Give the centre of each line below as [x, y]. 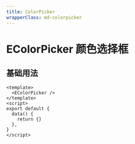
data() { [23, 114]
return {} [30, 119]
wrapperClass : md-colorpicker [44, 17]
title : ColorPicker [31, 12]
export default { [28, 108]
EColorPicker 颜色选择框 [67, 49]
